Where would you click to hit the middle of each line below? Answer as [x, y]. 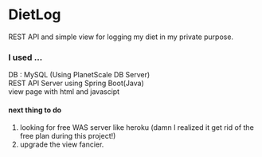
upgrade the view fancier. [62, 144]
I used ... [25, 57]
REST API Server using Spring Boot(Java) [76, 83]
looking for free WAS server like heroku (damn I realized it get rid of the [137, 128]
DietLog [35, 15]
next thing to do [35, 110]
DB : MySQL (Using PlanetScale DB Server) [79, 75]
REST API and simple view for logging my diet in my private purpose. [121, 37]
